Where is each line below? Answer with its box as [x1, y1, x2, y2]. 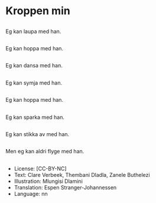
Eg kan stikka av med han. [5, 130, 70, 137]
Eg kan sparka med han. [5, 114, 65, 121]
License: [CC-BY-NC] [14, 165, 67, 172]
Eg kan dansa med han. [5, 62, 63, 69]
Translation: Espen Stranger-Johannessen [14, 183, 117, 191]
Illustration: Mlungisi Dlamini [14, 178, 83, 185]
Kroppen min [5, 4, 70, 18]
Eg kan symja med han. [5, 79, 63, 86]
